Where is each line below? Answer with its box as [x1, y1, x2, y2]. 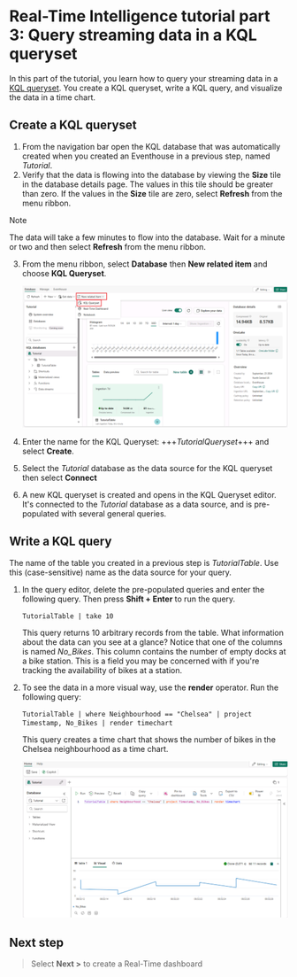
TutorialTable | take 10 [21, 611, 114, 621]
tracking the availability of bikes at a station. [21, 664, 183, 675]
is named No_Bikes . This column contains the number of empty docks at [21, 646, 286, 656]
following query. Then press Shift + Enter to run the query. [21, 593, 236, 604]
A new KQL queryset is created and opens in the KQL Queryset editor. [21, 489, 277, 500]
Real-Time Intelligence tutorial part [9, 6, 271, 27]
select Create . [21, 446, 75, 456]
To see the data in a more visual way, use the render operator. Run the [21, 682, 279, 693]
